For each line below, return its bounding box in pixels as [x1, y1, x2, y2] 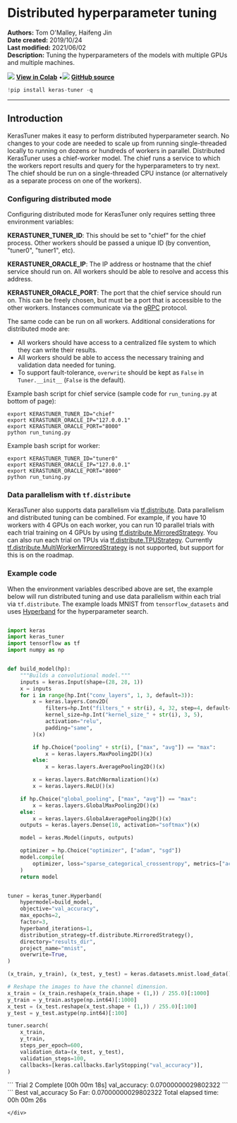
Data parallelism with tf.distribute [7, 490, 131, 499]
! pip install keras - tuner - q [7, 86, 93, 93]
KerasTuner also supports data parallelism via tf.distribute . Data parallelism [7, 506, 224, 514]
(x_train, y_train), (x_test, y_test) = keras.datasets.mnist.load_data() [7, 971, 232, 978]
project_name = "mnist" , [20, 945, 87, 952]
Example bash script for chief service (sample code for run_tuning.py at [7, 389, 217, 398]
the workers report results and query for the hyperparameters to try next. [7, 161, 220, 170]
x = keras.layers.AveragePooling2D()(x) [44, 763, 166, 770]
